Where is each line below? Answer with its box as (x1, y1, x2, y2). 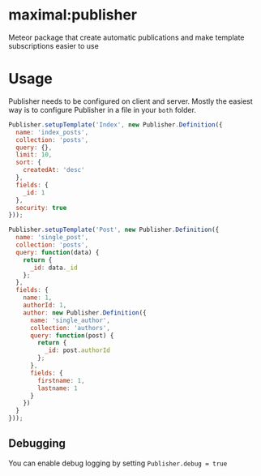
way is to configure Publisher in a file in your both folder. (8, 105, 197, 114)
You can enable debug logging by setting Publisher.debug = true (8, 458, 228, 468)
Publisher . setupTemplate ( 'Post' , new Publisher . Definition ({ (8, 225, 220, 234)
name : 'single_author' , (29, 316, 111, 324)
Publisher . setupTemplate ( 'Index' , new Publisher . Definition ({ (8, 120, 223, 129)
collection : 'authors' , (29, 324, 111, 332)
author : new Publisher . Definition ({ (23, 308, 148, 317)
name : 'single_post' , (15, 234, 89, 242)
